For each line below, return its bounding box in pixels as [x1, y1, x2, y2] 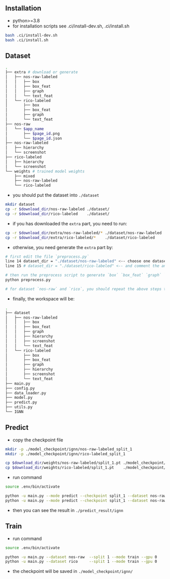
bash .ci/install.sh [5, 38, 49, 43]
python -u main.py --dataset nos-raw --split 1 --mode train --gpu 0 [5, 554, 157, 560]
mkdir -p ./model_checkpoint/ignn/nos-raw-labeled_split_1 [5, 447, 133, 452]
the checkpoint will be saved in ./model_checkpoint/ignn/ [12, 568, 133, 574]
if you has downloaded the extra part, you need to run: [12, 220, 127, 226]
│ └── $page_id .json [5, 135, 62, 141]
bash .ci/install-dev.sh [5, 32, 58, 38]
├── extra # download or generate [5, 70, 78, 75]
